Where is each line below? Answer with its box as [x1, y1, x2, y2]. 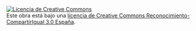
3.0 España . [45, 18, 76, 25]
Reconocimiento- [146, 12, 190, 19]
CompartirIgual [6, 18, 45, 25]
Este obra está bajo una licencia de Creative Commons [6, 12, 146, 19]
